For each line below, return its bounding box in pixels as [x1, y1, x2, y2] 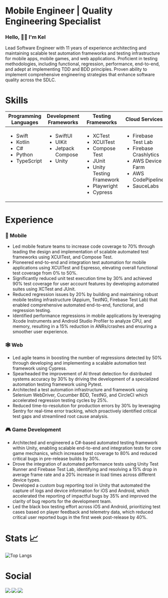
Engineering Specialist [5, 16, 101, 27]
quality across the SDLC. [5, 77, 56, 83]
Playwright [92, 183, 118, 190]
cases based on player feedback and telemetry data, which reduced [12, 509, 153, 515]
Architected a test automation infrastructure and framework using [12, 387, 148, 393]
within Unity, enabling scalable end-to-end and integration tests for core [12, 444, 161, 451]
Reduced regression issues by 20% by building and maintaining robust [12, 291, 158, 297]
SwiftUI [55, 132, 72, 139]
